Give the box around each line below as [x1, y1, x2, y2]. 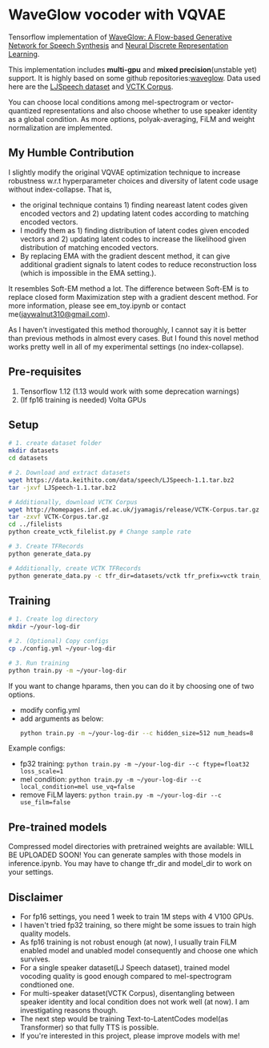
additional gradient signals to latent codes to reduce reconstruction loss [19, 259, 258, 269]
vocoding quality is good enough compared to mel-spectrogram [19, 972, 232, 981]
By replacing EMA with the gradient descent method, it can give [19, 251, 231, 261]
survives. [19, 954, 50, 964]
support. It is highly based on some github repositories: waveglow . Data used [8, 73, 261, 83]
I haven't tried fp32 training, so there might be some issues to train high [19, 921, 256, 930]
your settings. [8, 868, 54, 877]
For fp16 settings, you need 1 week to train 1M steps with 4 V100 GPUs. [19, 912, 255, 921]
